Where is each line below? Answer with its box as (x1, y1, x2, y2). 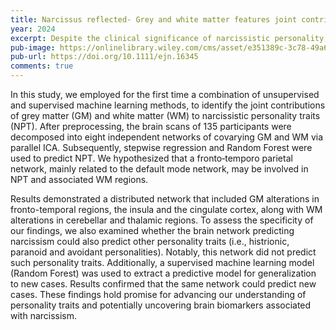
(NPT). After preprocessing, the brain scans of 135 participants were (10, 121, 292, 132)
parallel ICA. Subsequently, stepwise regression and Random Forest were (10, 142, 313, 153)
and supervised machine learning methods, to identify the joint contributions (10, 99, 326, 111)
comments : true (10, 61, 74, 71)
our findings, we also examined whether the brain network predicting (10, 225, 295, 236)
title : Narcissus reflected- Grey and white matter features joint (10, 14, 298, 25)
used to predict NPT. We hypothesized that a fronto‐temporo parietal (10, 152, 293, 164)
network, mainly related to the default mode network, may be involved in (10, 163, 309, 175)
